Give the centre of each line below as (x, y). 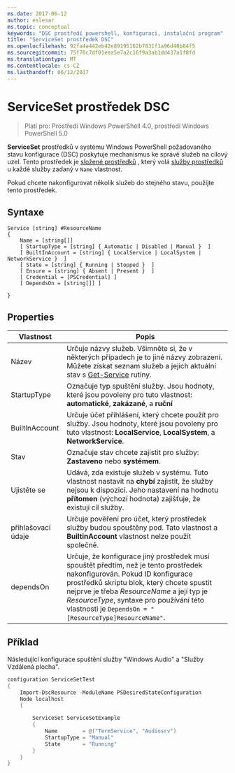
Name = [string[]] (47, 241)
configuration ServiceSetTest (51, 679)
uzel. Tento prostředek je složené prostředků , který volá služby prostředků (115, 162)
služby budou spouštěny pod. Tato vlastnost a (142, 528)
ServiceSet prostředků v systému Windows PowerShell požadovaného (109, 147)
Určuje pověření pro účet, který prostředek (136, 519)
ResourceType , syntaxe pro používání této (135, 600)
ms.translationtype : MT (42, 59)
